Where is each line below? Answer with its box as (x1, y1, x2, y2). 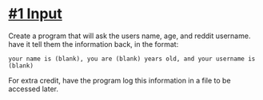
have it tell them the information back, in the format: (8, 39, 179, 48)
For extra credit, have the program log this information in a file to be (8, 75, 231, 85)
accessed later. (8, 84, 58, 94)
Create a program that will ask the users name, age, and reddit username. (8, 31, 251, 40)
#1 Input (8, 5, 62, 23)
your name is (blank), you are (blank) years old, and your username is (8, 55, 256, 63)
